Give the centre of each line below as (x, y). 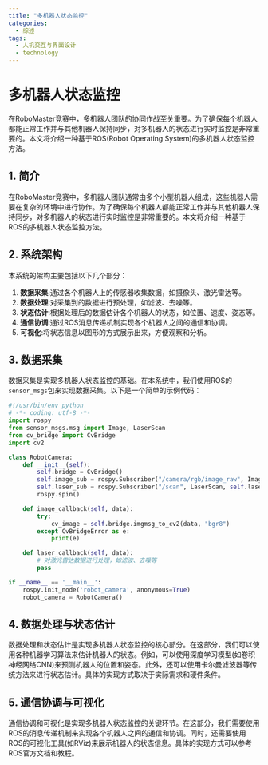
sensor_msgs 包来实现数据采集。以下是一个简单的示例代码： (105, 390)
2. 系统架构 (35, 255)
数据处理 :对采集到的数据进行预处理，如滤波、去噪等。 (108, 302)
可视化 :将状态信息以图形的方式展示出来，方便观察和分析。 (115, 332)
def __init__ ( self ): (57, 464)
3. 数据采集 (35, 359)
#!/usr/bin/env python (46, 406)
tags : (17, 38)
